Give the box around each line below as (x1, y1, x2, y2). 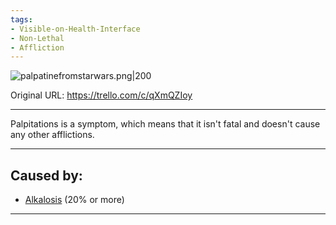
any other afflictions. (10, 129, 95, 141)
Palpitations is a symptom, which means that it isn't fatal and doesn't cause (10, 118, 321, 130)
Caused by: (10, 167, 83, 184)
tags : (10, 14, 33, 25)
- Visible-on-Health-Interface (10, 24, 141, 34)
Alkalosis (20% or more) (24, 194, 125, 206)
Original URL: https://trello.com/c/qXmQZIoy (10, 89, 193, 101)
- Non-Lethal (10, 33, 65, 43)
